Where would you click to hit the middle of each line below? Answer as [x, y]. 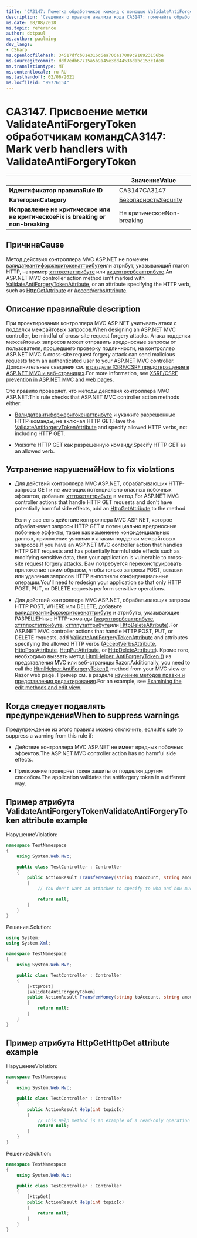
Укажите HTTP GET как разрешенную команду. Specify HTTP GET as [100, 445]
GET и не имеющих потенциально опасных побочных [105, 490]
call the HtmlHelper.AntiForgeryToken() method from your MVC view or [100, 669]
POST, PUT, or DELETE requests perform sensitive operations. [90, 589]
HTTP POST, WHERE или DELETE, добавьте [68, 606]
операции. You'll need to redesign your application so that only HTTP [98, 582]
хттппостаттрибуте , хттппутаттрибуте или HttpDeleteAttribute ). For [96, 625]
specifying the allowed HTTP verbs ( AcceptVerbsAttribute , [86, 644]
